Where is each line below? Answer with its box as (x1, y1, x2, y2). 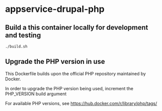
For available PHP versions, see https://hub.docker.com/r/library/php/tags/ (5, 100, 158, 106)
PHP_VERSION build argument (5, 91, 67, 97)
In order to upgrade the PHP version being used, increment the (5, 85, 134, 91)
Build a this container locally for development (5, 23, 149, 32)
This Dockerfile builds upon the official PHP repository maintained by (5, 70, 146, 76)
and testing (5, 31, 41, 39)
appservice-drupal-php (5, 3, 105, 15)
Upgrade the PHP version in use (5, 57, 105, 66)
